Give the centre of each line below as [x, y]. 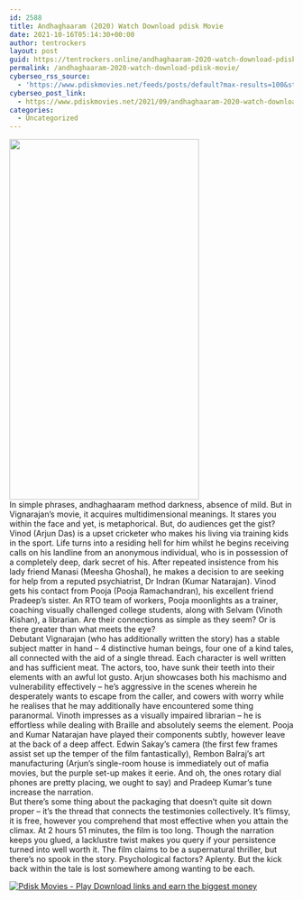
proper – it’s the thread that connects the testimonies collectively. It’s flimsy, [150, 812]
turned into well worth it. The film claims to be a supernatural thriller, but [143, 849]
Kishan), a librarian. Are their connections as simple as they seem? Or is [143, 620]
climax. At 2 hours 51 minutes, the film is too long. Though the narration [142, 831]
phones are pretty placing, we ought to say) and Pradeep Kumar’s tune [141, 783]
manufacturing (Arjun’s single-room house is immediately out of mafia [139, 764]
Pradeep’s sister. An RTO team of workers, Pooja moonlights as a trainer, [144, 601]
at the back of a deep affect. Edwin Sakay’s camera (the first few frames [143, 744]
